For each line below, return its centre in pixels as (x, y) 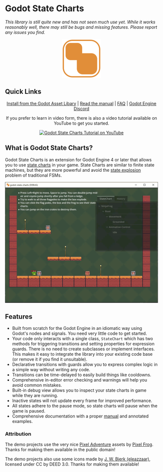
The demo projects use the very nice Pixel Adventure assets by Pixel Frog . (79, 445)
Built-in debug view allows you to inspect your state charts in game (79, 390)
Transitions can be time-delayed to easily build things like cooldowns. (81, 375)
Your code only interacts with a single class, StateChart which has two (82, 339)
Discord (81, 109)
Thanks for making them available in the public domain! (60, 450)
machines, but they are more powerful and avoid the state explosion (73, 170)
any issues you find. (25, 32)
